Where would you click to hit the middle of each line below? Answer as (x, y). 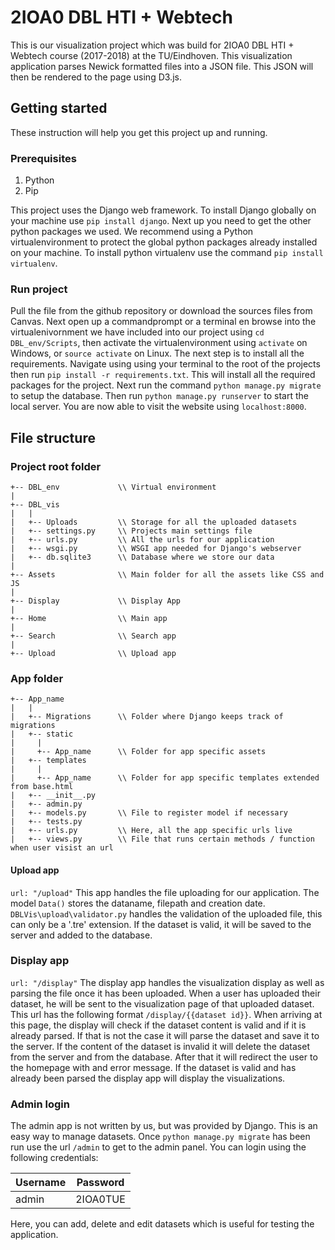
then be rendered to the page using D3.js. (96, 77)
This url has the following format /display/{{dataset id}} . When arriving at (166, 1014)
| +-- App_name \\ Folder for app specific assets (138, 752)
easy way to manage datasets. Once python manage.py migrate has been (160, 1137)
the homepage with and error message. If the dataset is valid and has (153, 1067)
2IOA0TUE (100, 1199)
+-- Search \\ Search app (93, 636)
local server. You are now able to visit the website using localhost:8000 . (158, 407)
